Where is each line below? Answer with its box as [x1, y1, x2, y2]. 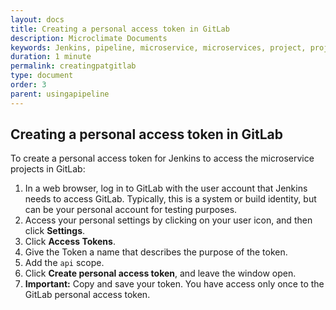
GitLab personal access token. [24, 289, 151, 301]
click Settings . [24, 225, 86, 237]
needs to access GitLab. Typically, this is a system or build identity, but [24, 193, 317, 205]
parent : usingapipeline [10, 89, 110, 99]
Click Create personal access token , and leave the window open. [24, 267, 297, 280]
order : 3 [10, 80, 47, 90]
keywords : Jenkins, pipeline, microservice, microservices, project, [10, 42, 307, 53]
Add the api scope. [24, 257, 105, 269]
